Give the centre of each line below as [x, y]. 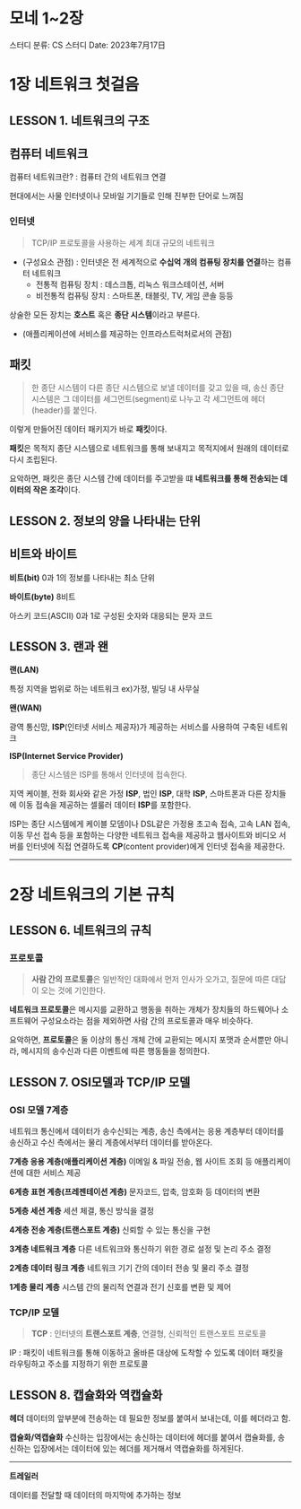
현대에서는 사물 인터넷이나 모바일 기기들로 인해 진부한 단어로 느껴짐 [126, 196]
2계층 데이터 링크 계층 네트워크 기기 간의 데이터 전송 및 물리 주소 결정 [129, 1268]
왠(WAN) [26, 708]
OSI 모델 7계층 [39, 1110]
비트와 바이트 [43, 554]
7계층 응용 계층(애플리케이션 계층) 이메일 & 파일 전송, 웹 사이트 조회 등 [131, 1162]
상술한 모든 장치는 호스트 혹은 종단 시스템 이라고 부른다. [105, 314]
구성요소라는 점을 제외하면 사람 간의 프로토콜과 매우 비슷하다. [146, 1021]
